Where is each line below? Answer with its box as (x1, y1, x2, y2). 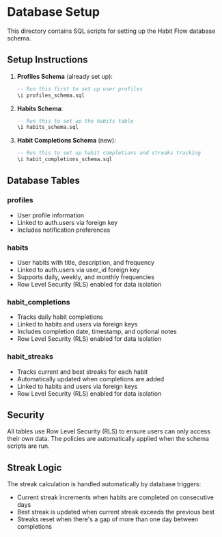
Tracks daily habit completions (16, 313, 104, 321)
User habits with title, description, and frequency (16, 258, 155, 266)
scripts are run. (7, 442, 50, 450)
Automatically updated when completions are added (16, 374, 165, 383)
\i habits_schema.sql (16, 124, 79, 131)
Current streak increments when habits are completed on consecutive (16, 493, 214, 501)
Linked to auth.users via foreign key (16, 218, 118, 226)
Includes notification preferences (16, 226, 111, 234)
